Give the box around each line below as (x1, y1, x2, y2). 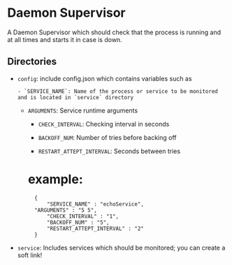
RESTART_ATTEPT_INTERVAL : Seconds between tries (38, 147, 180, 155)
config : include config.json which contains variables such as (17, 74, 192, 83)
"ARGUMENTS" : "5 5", (34, 206, 98, 214)
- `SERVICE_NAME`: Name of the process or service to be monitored (17, 87, 218, 95)
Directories (7, 56, 57, 68)
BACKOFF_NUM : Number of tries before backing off (38, 133, 177, 141)
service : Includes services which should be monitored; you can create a (17, 243, 226, 252)
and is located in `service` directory (17, 94, 134, 101)
